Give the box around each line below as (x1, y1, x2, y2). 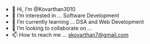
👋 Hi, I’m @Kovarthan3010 (11, 6, 76, 12)
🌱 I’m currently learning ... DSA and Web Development (11, 18, 144, 25)
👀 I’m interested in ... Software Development (11, 12, 120, 19)
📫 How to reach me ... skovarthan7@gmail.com (11, 32, 129, 38)
